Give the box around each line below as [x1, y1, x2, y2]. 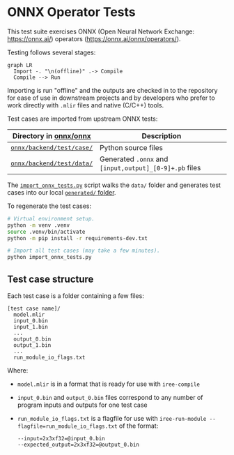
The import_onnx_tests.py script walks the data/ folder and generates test [7, 181, 221, 189]
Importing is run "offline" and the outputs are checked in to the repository [7, 86, 218, 94]
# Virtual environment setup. [7, 215, 95, 222]
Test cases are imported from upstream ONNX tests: [7, 114, 158, 123]
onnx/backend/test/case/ [10, 144, 93, 151]
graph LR [7, 61, 33, 68]
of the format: [118, 422, 159, 430]
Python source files [100, 142, 164, 152]
